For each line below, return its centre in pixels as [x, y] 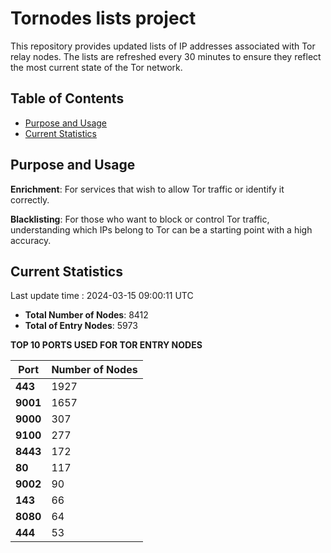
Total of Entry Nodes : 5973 [81, 326]
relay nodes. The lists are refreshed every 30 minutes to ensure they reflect [166, 56]
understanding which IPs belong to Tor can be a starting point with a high [161, 229]
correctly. [30, 199]
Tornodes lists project [103, 18]
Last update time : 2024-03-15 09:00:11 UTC [102, 296]
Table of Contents [67, 98]
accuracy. [31, 240]
